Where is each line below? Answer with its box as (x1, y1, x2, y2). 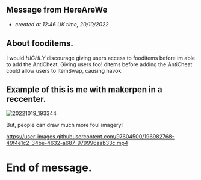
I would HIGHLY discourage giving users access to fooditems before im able (6, 54, 196, 61)
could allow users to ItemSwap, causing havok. (6, 67, 123, 74)
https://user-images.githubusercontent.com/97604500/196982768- (6, 133, 175, 140)
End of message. (6, 161, 92, 174)
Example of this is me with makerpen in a (6, 84, 162, 95)
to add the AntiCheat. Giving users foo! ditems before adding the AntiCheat (6, 60, 193, 68)
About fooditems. (6, 39, 74, 49)
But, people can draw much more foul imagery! (6, 122, 123, 129)
